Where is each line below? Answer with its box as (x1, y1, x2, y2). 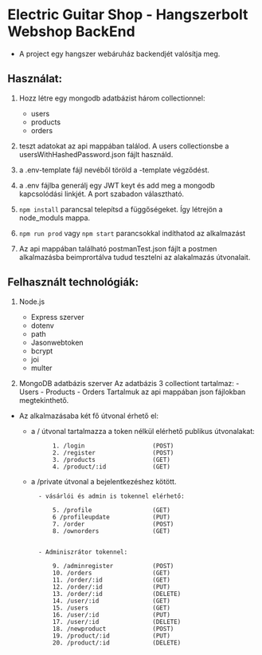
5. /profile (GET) (52, 506, 170, 514)
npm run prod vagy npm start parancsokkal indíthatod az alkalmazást (18, 228, 246, 238)
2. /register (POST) (52, 448, 174, 456)
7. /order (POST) (52, 520, 174, 528)
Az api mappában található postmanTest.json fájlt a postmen (18, 243, 217, 253)
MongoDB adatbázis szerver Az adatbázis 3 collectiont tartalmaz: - (18, 378, 240, 388)
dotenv (30, 321, 55, 330)
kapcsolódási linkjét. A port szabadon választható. (18, 189, 185, 199)
